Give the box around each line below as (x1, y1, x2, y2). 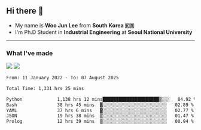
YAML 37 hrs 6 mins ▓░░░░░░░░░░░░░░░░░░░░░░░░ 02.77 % (6, 107, 194, 113)
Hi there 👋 (6, 6, 44, 16)
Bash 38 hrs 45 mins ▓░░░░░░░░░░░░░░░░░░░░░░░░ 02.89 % (6, 102, 194, 108)
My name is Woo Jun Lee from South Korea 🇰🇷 (14, 21, 135, 29)
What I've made (6, 49, 53, 57)
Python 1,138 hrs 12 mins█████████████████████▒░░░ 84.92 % (6, 96, 197, 102)
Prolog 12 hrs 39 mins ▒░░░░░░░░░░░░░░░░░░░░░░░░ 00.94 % (6, 119, 194, 125)
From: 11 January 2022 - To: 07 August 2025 (6, 75, 119, 81)
